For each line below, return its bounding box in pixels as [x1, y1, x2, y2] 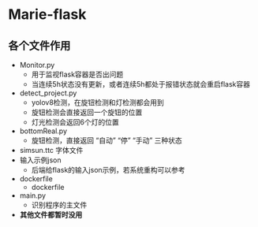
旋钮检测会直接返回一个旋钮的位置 [31, 108, 143, 117]
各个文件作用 [8, 39, 71, 52]
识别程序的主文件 [31, 200, 88, 210]
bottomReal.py [19, 126, 68, 136]
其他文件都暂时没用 [19, 210, 83, 219]
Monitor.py [19, 61, 55, 69]
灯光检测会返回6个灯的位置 [31, 117, 120, 127]
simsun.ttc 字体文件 [19, 146, 84, 154]
